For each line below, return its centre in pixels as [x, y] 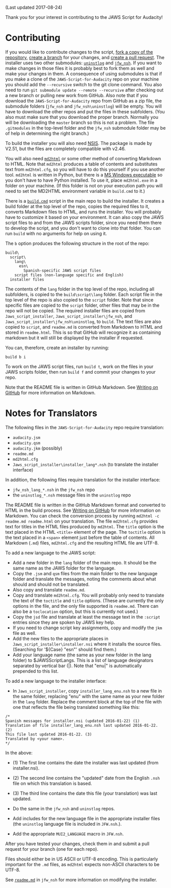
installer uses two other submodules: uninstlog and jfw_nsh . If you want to [83, 63]
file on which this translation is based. [52, 783]
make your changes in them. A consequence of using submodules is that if [84, 73]
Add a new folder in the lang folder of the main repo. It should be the [84, 562]
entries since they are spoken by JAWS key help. [64, 622]
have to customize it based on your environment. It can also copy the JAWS [84, 217]
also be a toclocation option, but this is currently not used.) [75, 611]
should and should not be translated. [51, 584]
